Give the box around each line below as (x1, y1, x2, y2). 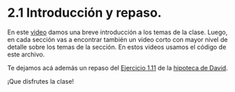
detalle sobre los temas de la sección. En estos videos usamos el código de (7, 43, 227, 51)
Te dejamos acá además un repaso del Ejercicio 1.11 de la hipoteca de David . (7, 63, 229, 72)
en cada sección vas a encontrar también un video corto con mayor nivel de (7, 35, 228, 43)
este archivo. (7, 50, 45, 59)
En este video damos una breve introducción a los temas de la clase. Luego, (7, 28, 228, 36)
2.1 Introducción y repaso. (7, 5, 162, 21)
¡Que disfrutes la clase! (7, 77, 75, 85)
